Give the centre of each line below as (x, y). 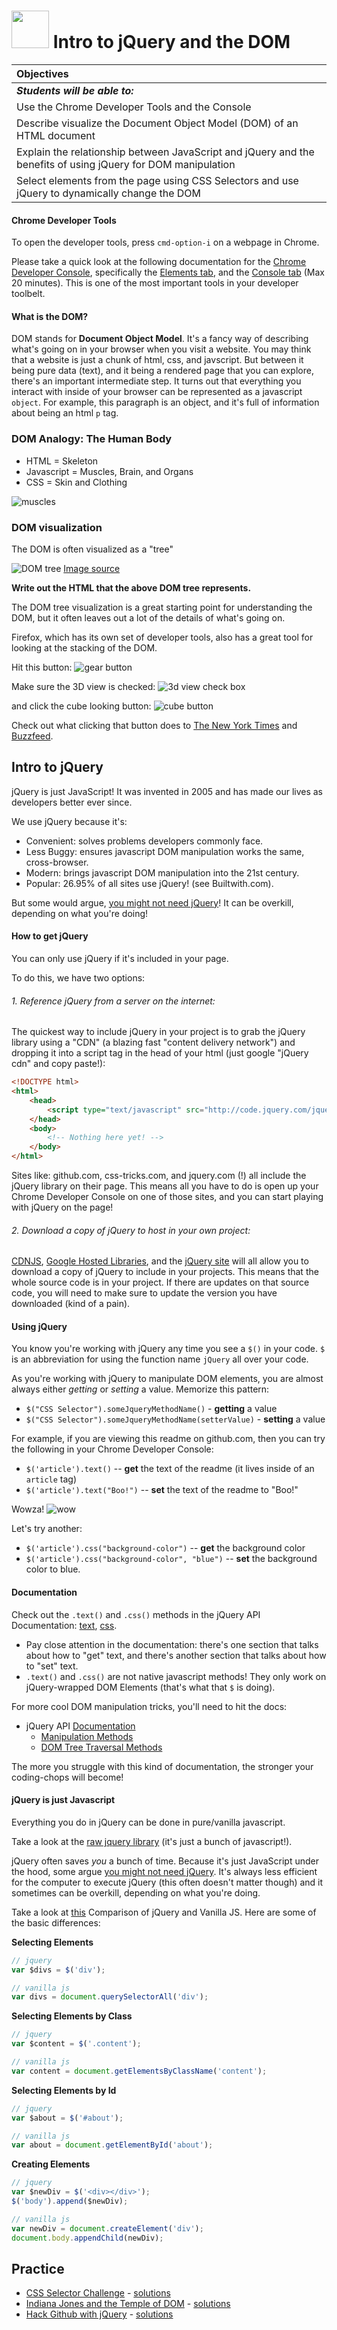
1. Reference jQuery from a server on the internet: (113, 1001)
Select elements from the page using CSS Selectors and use (157, 180)
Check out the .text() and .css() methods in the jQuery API (136, 1614)
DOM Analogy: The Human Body (92, 439)
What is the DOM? (50, 316)
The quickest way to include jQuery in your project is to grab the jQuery (158, 1032)
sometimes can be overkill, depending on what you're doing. (136, 1892)
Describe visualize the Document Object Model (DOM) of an (157, 123)
